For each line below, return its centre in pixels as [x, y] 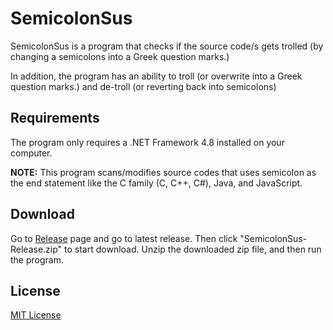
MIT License [36, 315]
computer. [31, 153]
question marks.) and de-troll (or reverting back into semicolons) [143, 86]
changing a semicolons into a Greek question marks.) [120, 56]
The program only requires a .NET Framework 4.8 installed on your [147, 142]
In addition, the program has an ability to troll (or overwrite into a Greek [156, 76]
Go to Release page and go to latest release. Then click [124, 238]
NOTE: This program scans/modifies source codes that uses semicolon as [163, 172]
